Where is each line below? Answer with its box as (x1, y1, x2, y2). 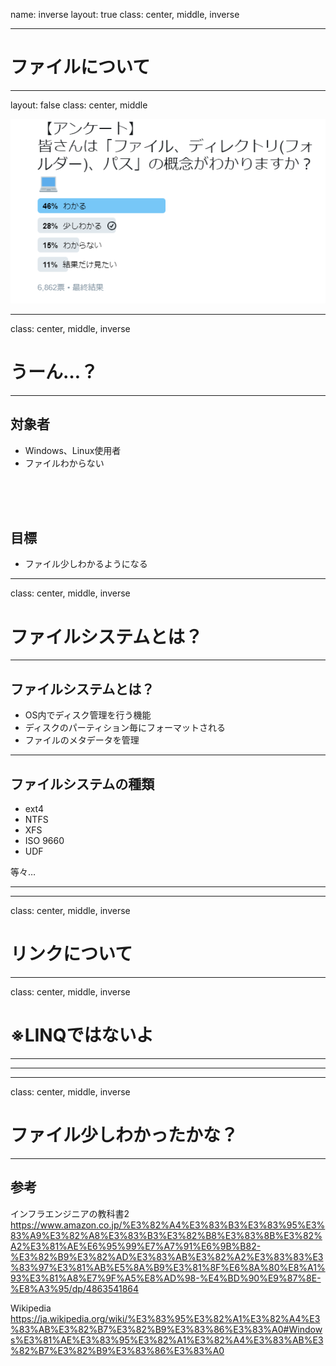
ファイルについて (10, 56, 151, 79)
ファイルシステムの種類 (10, 775, 155, 793)
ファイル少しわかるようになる (24, 558, 148, 570)
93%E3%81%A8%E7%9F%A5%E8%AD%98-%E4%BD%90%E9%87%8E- (10, 1272, 322, 1284)
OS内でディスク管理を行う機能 (24, 709, 152, 721)
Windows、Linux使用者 (24, 444, 122, 456)
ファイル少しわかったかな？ (10, 1124, 239, 1147)
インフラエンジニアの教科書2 (10, 1207, 130, 1219)
